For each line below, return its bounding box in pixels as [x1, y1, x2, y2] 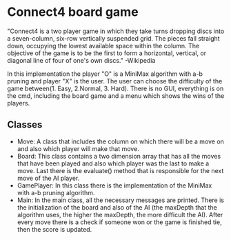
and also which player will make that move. [17, 144, 139, 152]
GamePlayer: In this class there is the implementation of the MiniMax [17, 181, 212, 190]
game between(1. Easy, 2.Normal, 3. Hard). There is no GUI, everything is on [7, 84, 224, 92]
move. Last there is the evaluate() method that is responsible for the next [17, 166, 224, 174]
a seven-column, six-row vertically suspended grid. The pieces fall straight [7, 34, 220, 42]
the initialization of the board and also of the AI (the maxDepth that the [17, 203, 217, 211]
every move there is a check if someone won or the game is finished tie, [17, 218, 222, 226]
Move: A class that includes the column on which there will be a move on [17, 137, 224, 146]
